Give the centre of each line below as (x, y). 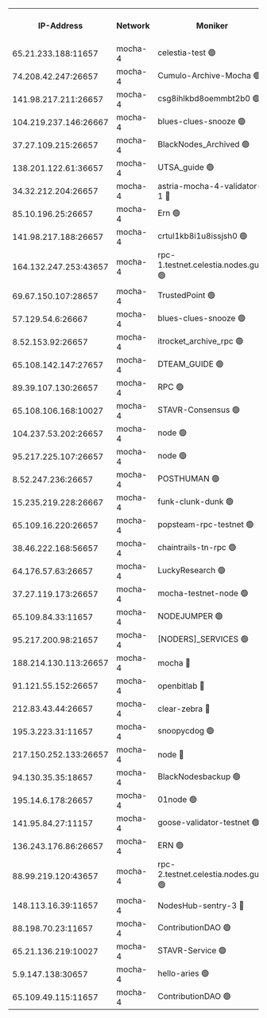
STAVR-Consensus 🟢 (199, 410)
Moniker (212, 26)
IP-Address (60, 26)
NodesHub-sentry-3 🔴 (201, 906)
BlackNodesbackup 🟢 (199, 776)
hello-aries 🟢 (184, 973)
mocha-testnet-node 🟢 (203, 593)
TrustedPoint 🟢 (187, 295)
